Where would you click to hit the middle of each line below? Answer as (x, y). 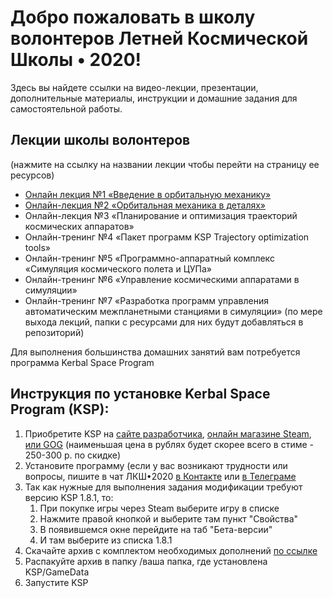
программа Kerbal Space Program (82, 362)
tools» (37, 247)
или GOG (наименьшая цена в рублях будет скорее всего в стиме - (169, 444)
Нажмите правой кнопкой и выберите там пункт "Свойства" (169, 518)
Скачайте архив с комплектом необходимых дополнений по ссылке (171, 550)
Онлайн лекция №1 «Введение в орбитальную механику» (148, 194)
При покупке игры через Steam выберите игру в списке (159, 508)
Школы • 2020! (76, 60)
